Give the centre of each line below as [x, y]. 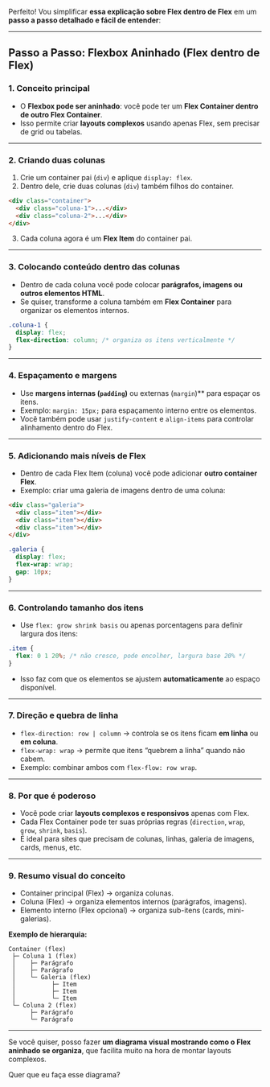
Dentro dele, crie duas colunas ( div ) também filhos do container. [127, 186]
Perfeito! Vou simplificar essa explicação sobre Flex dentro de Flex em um [133, 12]
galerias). [35, 919]
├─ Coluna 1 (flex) [45, 957]
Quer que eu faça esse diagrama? [64, 1075]
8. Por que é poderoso [52, 796]
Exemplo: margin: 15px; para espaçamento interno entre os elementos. [138, 410]
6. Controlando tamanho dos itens [76, 607]
